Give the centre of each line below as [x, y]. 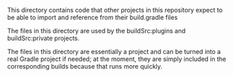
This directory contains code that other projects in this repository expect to [115, 10]
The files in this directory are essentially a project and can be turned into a [114, 52]
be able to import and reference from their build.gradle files [92, 17]
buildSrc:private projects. [44, 38]
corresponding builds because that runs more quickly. [85, 66]
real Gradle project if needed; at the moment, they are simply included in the [117, 59]
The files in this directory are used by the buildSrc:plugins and [97, 31]
